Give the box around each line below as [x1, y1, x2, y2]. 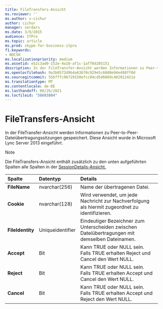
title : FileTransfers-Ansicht [5, 7, 66, 12]
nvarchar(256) [38, 184, 73, 191]
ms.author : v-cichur [5, 16, 47, 21]
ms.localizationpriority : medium [5, 57, 73, 62]
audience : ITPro [5, 34, 38, 39]
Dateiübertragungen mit [80, 230, 135, 237]
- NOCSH [5, 52, 21, 57]
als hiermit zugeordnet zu [80, 204, 139, 211]
